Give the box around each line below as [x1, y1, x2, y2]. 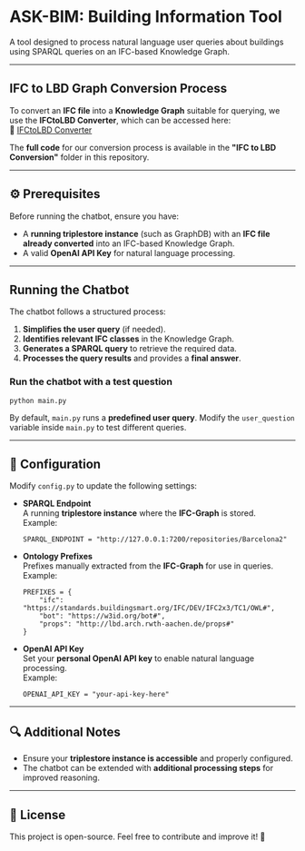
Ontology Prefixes [22, 551, 93, 562]
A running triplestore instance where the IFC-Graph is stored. [22, 508, 257, 519]
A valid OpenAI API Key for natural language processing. [22, 247, 236, 258]
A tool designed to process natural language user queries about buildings [9, 36, 284, 47]
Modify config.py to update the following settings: [9, 480, 198, 491]
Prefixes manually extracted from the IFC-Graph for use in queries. [22, 560, 274, 571]
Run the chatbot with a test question [9, 375, 172, 388]
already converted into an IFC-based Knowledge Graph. [22, 238, 235, 249]
